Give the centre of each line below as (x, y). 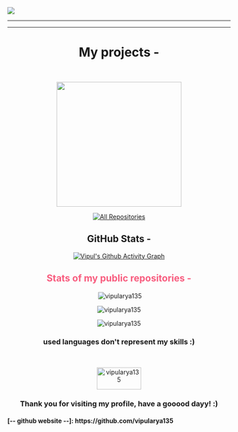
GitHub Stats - (119, 239)
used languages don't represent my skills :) (119, 342)
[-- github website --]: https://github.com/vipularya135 (90, 421)
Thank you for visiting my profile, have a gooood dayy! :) (119, 404)
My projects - (119, 52)
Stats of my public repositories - (119, 279)
